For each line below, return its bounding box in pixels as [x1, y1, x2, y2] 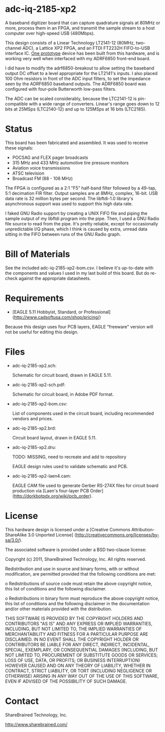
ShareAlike [5, 532, 27, 538]
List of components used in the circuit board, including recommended [12, 410, 154, 416]
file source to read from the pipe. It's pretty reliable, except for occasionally [5, 220, 159, 226]
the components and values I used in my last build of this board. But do [5, 270, 149, 276]
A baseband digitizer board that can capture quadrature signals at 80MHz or [5, 20, 161, 26]
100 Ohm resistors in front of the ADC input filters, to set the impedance [5, 75, 151, 81]
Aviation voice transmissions [12, 165, 70, 171]
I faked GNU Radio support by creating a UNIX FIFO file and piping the [5, 210, 148, 216]
